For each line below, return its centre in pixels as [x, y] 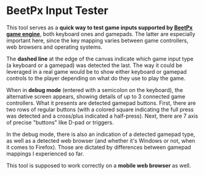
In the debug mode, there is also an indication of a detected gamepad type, [101, 134]
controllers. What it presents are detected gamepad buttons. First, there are [101, 103]
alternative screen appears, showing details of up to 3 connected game [96, 96]
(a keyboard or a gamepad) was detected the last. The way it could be [94, 65]
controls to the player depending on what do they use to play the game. [96, 78]
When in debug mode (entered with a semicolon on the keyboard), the [95, 90]
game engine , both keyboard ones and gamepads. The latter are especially [101, 34]
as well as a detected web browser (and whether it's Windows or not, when [101, 140]
